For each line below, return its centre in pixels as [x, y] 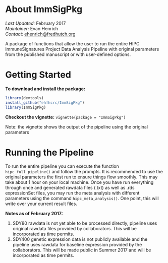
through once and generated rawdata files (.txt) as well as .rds [70, 188]
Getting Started [38, 75]
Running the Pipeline [50, 152]
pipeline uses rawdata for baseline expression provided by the [77, 245]
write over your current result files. [41, 204]
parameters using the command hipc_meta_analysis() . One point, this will [82, 199]
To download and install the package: [45, 89]
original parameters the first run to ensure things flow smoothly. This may [81, 177]
